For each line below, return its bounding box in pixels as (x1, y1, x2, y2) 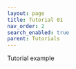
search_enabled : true (7, 29, 70, 36)
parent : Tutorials (7, 36, 60, 42)
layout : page (7, 10, 45, 17)
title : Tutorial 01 (7, 16, 64, 23)
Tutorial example (7, 54, 55, 62)
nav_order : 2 (7, 23, 45, 29)
